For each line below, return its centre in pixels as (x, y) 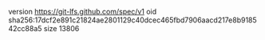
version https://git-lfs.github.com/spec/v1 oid (83, 12)
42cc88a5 (25, 28)
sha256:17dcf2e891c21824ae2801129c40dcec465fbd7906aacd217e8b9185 (132, 20)
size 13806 (61, 28)
